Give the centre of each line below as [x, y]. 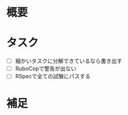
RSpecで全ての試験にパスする [53, 76]
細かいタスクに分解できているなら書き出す [69, 61]
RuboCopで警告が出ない [46, 69]
